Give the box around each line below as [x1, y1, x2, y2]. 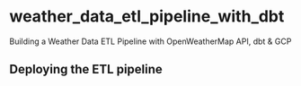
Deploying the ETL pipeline [9, 62, 164, 77]
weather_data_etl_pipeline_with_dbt [9, 6, 285, 27]
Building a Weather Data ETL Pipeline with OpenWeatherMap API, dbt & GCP [9, 36, 292, 47]
